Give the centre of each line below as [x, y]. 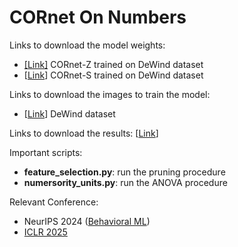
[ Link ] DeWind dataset [69, 113]
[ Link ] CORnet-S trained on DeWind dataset [113, 75]
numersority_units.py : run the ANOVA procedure [125, 182]
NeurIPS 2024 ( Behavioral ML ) [87, 221]
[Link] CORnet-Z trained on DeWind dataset [113, 64]
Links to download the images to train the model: [110, 94]
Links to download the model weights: [87, 45]
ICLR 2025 [45, 232]
